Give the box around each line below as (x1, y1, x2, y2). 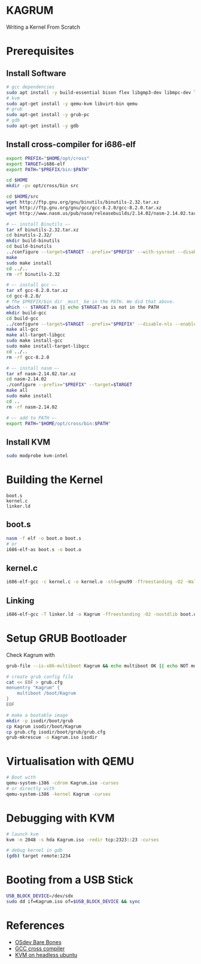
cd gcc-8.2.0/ (6, 293, 42, 299)
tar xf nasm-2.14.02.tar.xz (6, 370, 77, 377)
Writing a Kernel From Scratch (6, 23, 81, 31)
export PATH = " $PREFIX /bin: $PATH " (6, 166, 90, 172)
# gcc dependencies (6, 84, 55, 90)
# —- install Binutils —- (6, 221, 71, 227)
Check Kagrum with (6, 651, 55, 658)
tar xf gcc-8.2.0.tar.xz (6, 288, 68, 294)
